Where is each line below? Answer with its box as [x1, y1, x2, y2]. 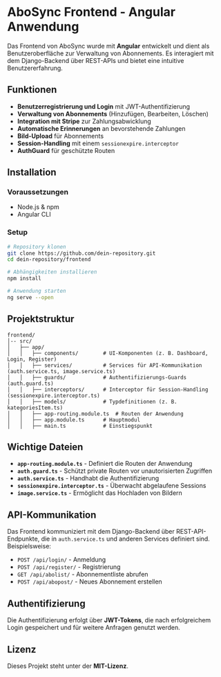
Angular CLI [17, 210, 51, 219]
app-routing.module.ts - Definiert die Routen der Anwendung [17, 460, 193, 468]
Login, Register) [7, 356, 57, 363]
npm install [7, 275, 41, 282]
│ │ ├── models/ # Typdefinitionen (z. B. [7, 398, 177, 405]
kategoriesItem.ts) [7, 404, 64, 411]
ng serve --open [7, 294, 54, 301]
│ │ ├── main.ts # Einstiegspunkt [7, 422, 153, 429]
